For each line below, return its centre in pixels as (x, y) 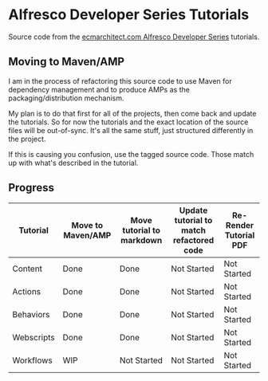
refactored (193, 240)
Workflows (33, 360)
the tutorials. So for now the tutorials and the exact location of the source (128, 122)
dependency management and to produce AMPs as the (99, 89)
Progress (31, 188)
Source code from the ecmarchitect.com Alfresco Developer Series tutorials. (134, 37)
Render (240, 225)
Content (27, 269)
